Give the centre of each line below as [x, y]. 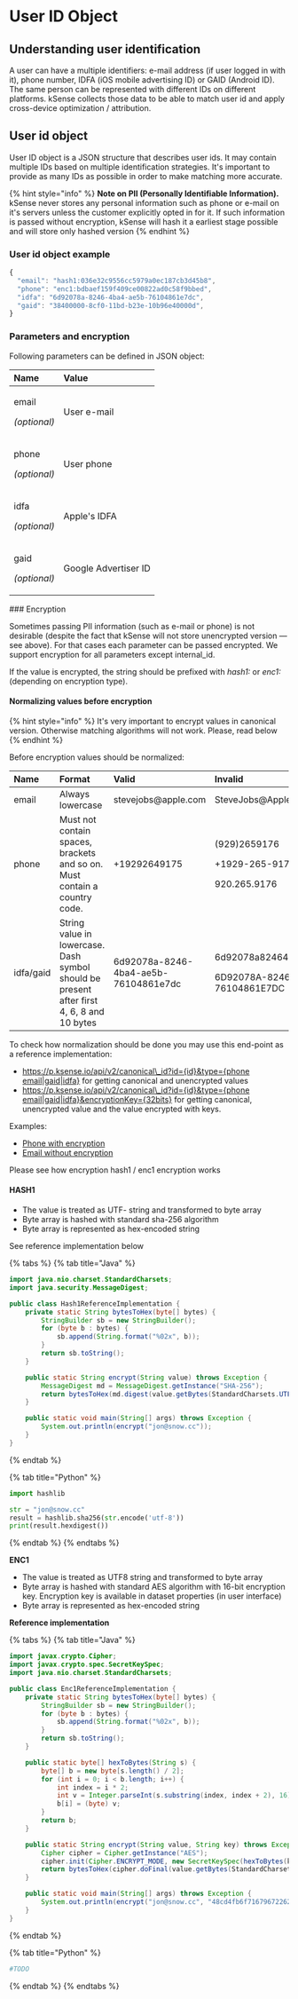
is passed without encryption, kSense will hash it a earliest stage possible [144, 221]
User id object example [60, 254]
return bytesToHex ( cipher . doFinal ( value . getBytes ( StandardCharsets [168, 1869]
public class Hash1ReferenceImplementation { [94, 1304]
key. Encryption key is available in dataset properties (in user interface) [152, 1596]
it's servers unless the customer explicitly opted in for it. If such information [147, 212]
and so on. [81, 864]
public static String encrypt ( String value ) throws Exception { [146, 1378]
